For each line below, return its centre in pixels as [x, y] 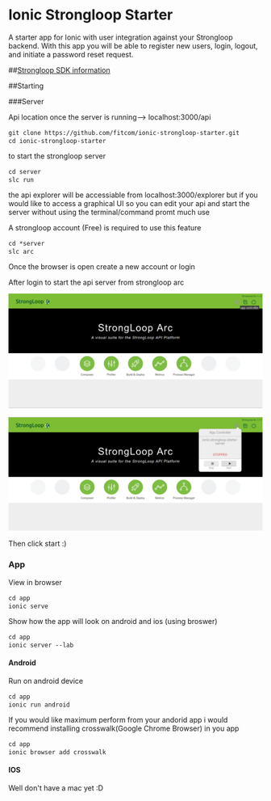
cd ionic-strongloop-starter [57, 141]
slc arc [21, 251]
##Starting [26, 86]
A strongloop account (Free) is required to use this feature [105, 227]
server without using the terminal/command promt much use [109, 212]
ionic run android [39, 705]
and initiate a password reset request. [71, 54]
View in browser [35, 582]
